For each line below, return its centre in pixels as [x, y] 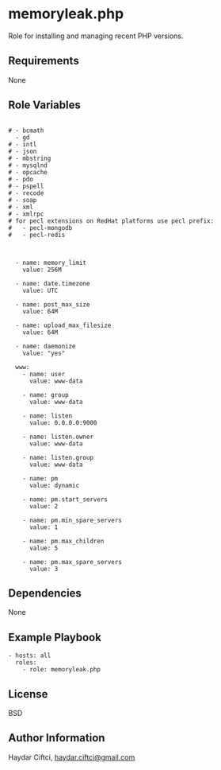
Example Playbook [55, 637]
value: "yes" [44, 353]
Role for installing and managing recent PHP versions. [96, 36]
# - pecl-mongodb [40, 227]
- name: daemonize [46, 346]
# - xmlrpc [26, 214]
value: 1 [44, 527]
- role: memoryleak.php [62, 670]
